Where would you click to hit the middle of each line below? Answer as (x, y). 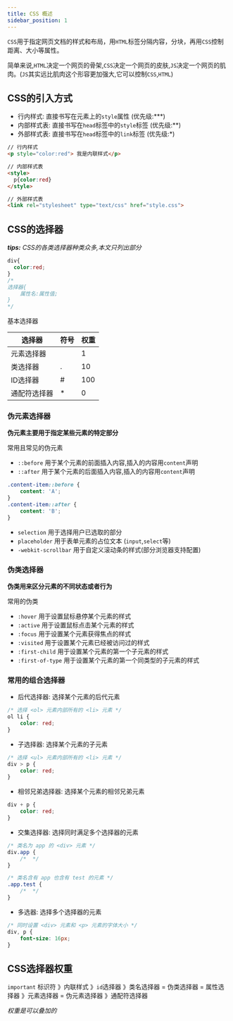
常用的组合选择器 (36, 680)
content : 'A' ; (40, 491)
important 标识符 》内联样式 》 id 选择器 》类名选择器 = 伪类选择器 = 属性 (113, 987)
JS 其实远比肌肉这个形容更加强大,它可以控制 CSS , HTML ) (98, 74)
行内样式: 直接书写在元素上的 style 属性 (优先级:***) (91, 116)
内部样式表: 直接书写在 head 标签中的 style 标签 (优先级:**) (99, 125)
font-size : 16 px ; (45, 938)
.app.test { (25, 884)
